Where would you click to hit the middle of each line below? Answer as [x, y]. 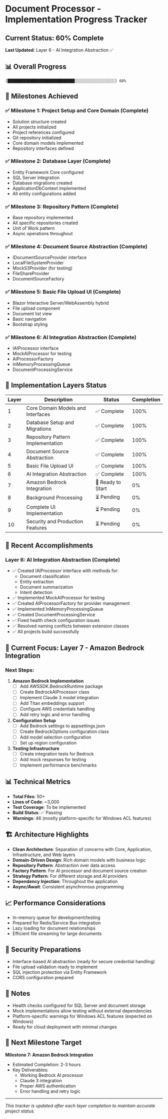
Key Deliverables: [30, 1070]
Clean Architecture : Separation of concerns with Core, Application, [82, 849]
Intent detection [36, 592]
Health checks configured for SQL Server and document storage [79, 1005]
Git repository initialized [37, 137]
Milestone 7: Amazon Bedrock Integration [49, 1055]
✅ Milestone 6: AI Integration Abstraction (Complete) [71, 337]
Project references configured [43, 132]
